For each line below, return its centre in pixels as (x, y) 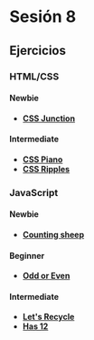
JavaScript (34, 192)
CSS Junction (48, 118)
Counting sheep (53, 235)
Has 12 (35, 326)
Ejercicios (38, 51)
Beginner (27, 255)
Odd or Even (46, 276)
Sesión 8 (43, 17)
